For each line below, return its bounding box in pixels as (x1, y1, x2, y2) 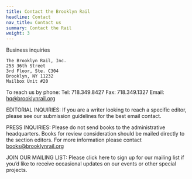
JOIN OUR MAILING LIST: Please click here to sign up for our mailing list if (6, 154, 184, 161)
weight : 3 (6, 31, 30, 36)
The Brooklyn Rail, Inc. (6, 58, 67, 64)
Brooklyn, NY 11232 (6, 73, 54, 79)
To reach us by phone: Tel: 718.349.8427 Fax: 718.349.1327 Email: (6, 89, 164, 96)
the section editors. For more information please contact (6, 136, 142, 144)
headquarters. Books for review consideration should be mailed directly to (6, 130, 185, 137)
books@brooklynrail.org (6, 143, 64, 150)
